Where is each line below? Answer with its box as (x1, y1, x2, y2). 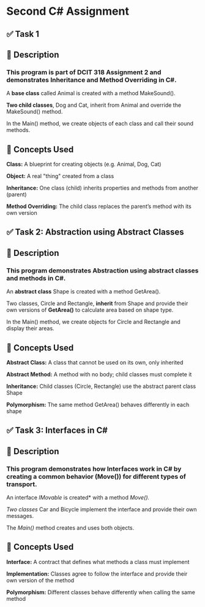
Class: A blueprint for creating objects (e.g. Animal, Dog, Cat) (6, 161, 162, 168)
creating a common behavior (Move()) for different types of (6, 472, 187, 481)
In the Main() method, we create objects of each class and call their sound (6, 120, 194, 127)
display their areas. (6, 325, 54, 332)
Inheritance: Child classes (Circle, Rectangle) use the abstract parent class (6, 382, 196, 390)
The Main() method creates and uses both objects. (6, 524, 135, 532)
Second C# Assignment (6, 4, 130, 18)
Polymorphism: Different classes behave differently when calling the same (6, 588, 196, 596)
